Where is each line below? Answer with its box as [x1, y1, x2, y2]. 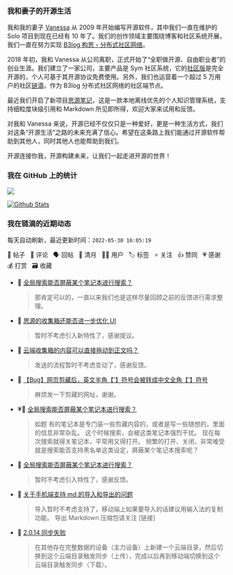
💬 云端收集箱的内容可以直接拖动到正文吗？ [17, 346, 139, 354]
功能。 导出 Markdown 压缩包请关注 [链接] [34, 513, 156, 522]
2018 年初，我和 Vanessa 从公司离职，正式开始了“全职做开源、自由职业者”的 [7, 56, 226, 64]
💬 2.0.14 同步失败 [17, 528, 67, 536]
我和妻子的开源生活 [7, 6, 71, 15]
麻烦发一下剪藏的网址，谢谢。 [34, 390, 120, 399]
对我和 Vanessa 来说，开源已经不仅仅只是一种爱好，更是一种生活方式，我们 [7, 119, 223, 128]
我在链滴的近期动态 [7, 219, 71, 228]
